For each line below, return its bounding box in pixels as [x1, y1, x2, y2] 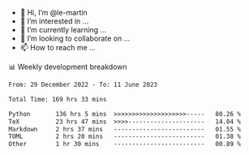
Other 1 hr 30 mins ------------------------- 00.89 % [8, 140, 242, 149]
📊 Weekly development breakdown [8, 62, 127, 71]
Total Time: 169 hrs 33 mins [8, 95, 107, 103]
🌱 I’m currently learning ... [19, 25, 107, 34]
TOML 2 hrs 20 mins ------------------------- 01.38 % [8, 132, 242, 141]
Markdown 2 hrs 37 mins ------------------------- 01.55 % [8, 125, 242, 133]
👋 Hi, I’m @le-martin [19, 8, 88, 17]
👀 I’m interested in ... [19, 16, 89, 26]
